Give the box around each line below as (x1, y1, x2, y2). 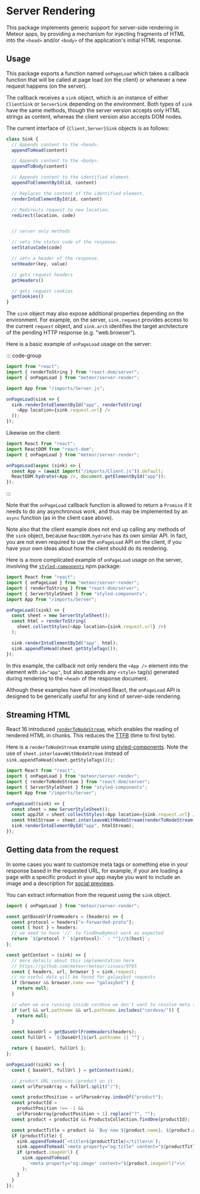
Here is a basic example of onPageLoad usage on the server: (6, 341, 152, 348)
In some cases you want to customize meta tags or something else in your (6, 861, 189, 868)
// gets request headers (11, 271, 73, 278)
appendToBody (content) (11, 163, 68, 169)
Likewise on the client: (6, 429, 61, 436)
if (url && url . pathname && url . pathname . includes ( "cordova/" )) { (11, 1007, 180, 1013)
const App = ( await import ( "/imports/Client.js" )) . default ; (11, 468, 164, 474)
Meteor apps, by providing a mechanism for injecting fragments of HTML (6, 30, 186, 37)
